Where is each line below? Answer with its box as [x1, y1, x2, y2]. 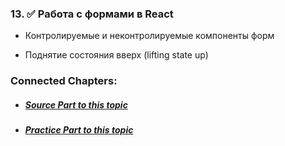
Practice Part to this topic [24, 124, 134, 136]
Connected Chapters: [10, 74, 118, 88]
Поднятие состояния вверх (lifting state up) [24, 49, 209, 61]
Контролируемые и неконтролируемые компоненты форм [24, 30, 275, 42]
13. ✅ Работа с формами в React [10, 7, 174, 21]
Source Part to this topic [24, 98, 128, 111]
